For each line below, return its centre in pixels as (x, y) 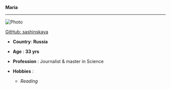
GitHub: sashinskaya (27, 32)
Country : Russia (30, 42)
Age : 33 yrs (26, 51)
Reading (29, 81)
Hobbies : (23, 71)
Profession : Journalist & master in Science (58, 61)
